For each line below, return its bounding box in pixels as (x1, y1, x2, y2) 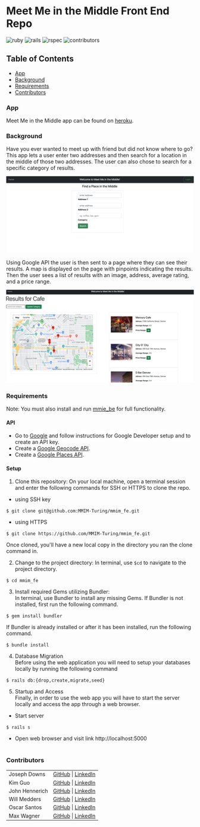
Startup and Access (14, 688, 64, 695)
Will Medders (8, 795, 42, 803)
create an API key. (14, 439, 60, 446)
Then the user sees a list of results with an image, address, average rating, (6, 271, 189, 278)
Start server (14, 712, 45, 719)
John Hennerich (8, 787, 49, 794)
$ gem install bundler (6, 613, 62, 619)
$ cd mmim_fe (6, 578, 39, 584)
